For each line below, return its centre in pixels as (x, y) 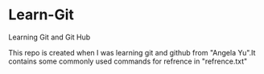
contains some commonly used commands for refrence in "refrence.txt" (128, 61)
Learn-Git (41, 15)
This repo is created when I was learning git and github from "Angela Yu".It (132, 52)
